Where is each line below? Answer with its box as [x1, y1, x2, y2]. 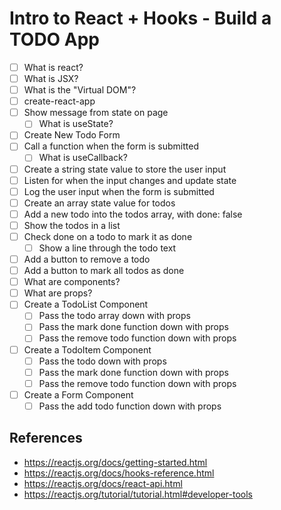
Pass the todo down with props [38, 355, 167, 367]
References [9, 430, 83, 447]
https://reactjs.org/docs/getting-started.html [23, 456, 208, 468]
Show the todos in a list [23, 219, 121, 231]
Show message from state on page [23, 107, 169, 119]
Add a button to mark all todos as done [23, 265, 185, 277]
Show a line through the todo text [38, 242, 177, 254]
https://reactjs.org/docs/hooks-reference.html [23, 467, 215, 479]
